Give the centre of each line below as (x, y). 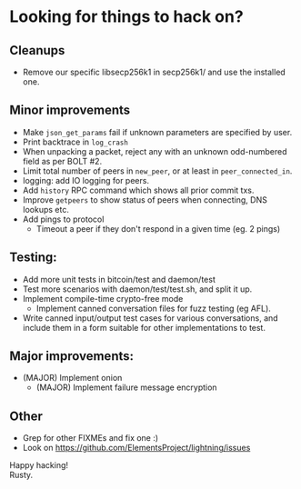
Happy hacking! (39, 465)
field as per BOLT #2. (62, 161)
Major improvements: (72, 356)
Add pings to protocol (63, 219)
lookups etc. (46, 209)
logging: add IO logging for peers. (86, 180)
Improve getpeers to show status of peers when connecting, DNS (145, 200)
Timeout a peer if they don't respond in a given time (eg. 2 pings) (158, 228)
